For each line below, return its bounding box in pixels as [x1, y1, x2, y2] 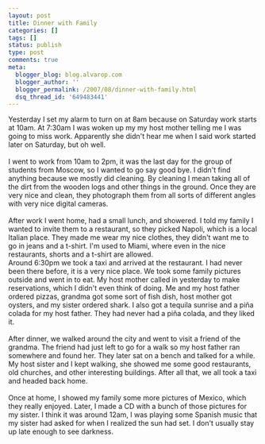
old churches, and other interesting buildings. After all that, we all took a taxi [8, 368, 257, 377]
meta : [8, 64, 26, 71]
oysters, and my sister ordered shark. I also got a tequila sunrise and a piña [8, 300, 254, 310]
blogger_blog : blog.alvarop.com [15, 71, 123, 79]
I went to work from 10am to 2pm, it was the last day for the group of [8, 156, 232, 167]
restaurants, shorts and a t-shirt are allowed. [8, 249, 153, 259]
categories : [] [8, 26, 59, 34]
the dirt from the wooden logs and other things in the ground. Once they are [8, 182, 256, 191]
